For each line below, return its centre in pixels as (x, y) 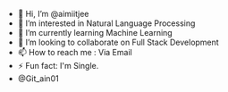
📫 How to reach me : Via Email (75, 52)
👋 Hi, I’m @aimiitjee (53, 14)
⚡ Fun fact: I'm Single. (58, 66)
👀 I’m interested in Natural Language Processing (106, 23)
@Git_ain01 (38, 79)
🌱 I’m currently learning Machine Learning (95, 33)
